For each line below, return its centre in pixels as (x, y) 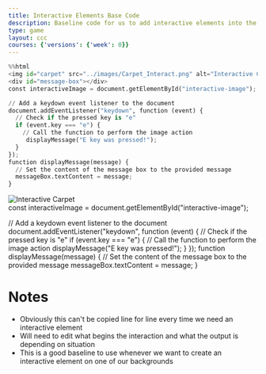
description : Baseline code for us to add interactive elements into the (133, 23)
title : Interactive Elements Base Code (74, 15)
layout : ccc (28, 38)
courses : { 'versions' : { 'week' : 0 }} (68, 45)
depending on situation (57, 345)
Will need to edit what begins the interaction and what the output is (129, 336)
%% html (19, 67)
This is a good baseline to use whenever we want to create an (121, 353)
